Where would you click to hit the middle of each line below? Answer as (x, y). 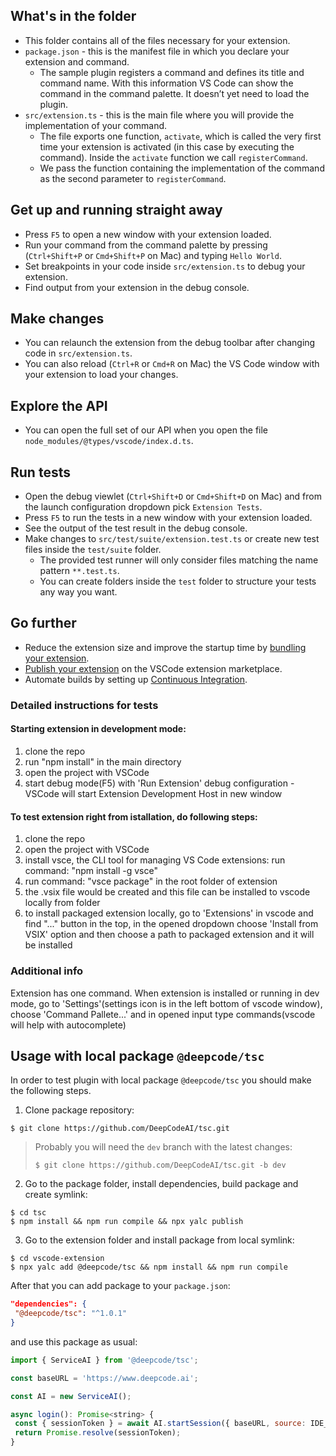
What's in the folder (73, 16)
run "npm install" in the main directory (103, 762)
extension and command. (77, 61)
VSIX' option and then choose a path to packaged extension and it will (169, 935)
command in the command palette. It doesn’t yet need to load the (174, 93)
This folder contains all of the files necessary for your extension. (157, 40)
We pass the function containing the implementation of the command (182, 168)
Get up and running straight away (116, 210)
